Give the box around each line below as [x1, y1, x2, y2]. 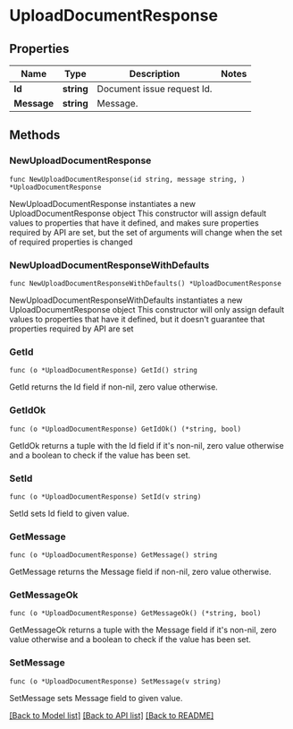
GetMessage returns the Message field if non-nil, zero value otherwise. [9, 566, 272, 578]
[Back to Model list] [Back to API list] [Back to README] [9, 709, 214, 721]
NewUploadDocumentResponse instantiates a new [9, 198, 197, 209]
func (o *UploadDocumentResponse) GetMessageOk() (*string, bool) [9, 609, 262, 618]
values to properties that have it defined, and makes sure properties [9, 217, 259, 228]
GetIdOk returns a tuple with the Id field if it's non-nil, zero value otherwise [9, 440, 284, 450]
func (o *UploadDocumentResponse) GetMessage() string [9, 551, 218, 560]
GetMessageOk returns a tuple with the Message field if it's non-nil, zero [9, 624, 277, 636]
